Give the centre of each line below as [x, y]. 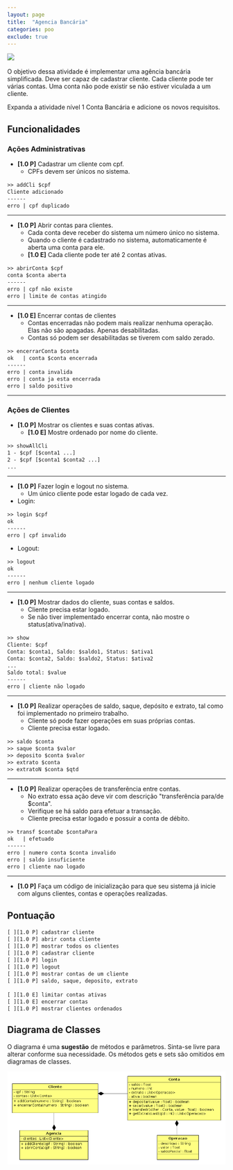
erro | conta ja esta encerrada [54, 379]
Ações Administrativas [46, 149]
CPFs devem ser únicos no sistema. [79, 171]
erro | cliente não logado [46, 687]
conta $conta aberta [37, 275]
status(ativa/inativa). [57, 625]
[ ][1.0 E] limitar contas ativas [57, 995]
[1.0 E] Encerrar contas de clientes [67, 315]
